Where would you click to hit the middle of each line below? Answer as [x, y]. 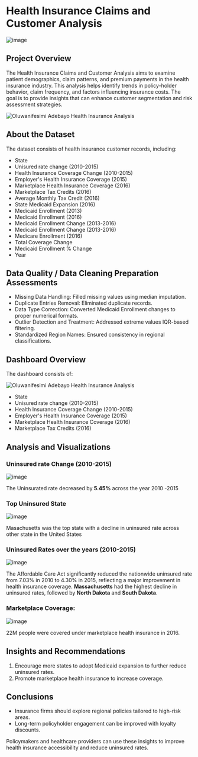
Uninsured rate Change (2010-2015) [59, 464]
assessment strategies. [35, 104]
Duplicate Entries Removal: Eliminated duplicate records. [83, 303]
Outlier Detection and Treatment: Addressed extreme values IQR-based [102, 322]
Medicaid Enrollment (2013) [48, 210]
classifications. [33, 341]
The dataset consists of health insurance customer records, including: [92, 149]
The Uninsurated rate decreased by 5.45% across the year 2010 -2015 [92, 488]
